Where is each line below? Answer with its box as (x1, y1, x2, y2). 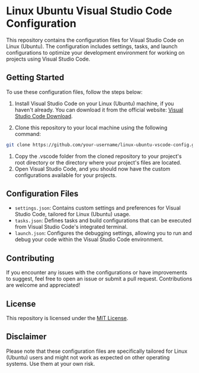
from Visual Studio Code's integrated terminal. (14, 223, 128, 230)
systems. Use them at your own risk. (6, 360, 95, 367)
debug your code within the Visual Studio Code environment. (14, 236, 164, 243)
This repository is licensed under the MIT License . (6, 315, 129, 322)
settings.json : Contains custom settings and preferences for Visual (14, 204, 181, 211)
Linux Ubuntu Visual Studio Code (6, 4, 172, 18)
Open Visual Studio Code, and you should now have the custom (14, 165, 171, 172)
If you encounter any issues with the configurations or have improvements (6, 269, 188, 276)
